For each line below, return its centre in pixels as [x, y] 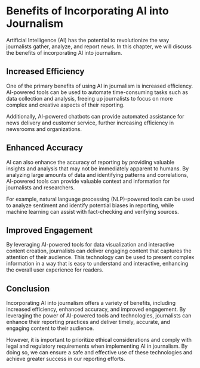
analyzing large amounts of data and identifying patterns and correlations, [97, 174]
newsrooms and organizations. [44, 129]
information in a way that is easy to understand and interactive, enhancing [97, 264]
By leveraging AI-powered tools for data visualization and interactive [90, 245]
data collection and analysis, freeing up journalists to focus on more [90, 98]
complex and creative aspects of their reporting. [65, 105]
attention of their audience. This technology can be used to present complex [100, 257]
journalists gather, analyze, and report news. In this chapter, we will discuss [99, 46]
